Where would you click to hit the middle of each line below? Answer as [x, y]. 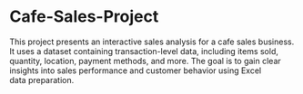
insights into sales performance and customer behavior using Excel [136, 70]
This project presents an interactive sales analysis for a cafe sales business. [152, 42]
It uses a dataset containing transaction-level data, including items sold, [144, 51]
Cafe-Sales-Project [84, 17]
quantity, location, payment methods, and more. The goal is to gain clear [146, 61]
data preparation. [42, 80]
